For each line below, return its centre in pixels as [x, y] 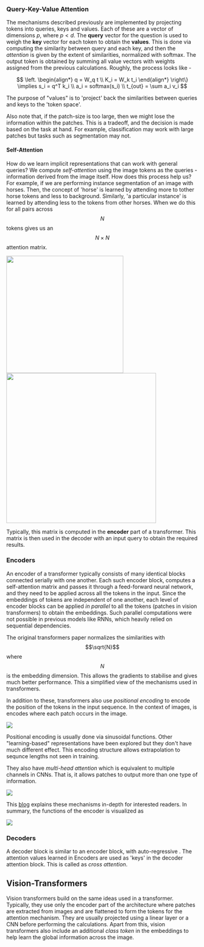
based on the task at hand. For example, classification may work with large [100, 130]
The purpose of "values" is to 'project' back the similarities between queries [102, 98]
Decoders [21, 838]
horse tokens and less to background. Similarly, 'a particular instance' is [97, 196]
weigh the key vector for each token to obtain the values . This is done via [99, 42]
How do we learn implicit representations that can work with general [92, 163]
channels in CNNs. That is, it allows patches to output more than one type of [102, 774]
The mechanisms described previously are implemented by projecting [94, 23]
